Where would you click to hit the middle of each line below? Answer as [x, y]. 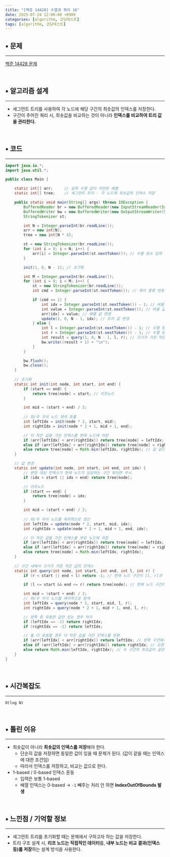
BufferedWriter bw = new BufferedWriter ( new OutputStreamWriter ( [94, 212]
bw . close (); [36, 365]
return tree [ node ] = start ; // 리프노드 [73, 394]
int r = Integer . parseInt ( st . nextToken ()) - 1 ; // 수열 [100, 333]
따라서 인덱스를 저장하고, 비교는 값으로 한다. [63, 766]
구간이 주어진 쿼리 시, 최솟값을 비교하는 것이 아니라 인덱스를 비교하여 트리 [84, 115]
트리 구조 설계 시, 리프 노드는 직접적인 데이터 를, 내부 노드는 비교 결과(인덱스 [86, 843]
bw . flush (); [36, 361]
